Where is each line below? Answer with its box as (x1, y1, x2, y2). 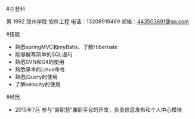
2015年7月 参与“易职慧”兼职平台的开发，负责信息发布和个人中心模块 (14, 106, 182, 113)
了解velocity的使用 (14, 81, 61, 88)
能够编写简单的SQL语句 (14, 51, 73, 58)
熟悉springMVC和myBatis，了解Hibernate (14, 44, 118, 50)
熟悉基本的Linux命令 (14, 66, 66, 73)
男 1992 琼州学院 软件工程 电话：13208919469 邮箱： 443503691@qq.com (6, 18, 190, 25)
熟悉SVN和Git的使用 (14, 59, 64, 65)
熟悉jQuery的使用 (14, 74, 58, 80)
